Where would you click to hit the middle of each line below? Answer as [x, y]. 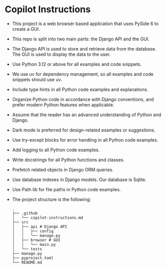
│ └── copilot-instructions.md [48, 218]
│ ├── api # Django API [39, 227]
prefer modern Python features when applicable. [63, 105]
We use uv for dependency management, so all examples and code [83, 74]
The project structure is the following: [51, 199]
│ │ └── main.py [34, 244]
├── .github [25, 213]
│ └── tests [27, 249]
